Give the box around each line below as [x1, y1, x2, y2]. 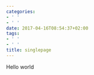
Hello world [6, 63, 34, 70]
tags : [6, 31, 20, 37]
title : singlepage [6, 47, 51, 53]
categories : [6, 8, 35, 15]
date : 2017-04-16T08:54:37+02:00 [6, 25, 89, 31]
